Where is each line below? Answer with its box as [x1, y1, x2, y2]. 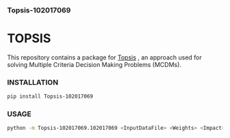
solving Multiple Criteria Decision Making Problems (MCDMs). [7, 60, 181, 68]
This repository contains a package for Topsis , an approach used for [7, 53, 202, 61]
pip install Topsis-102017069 [7, 93, 94, 100]
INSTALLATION [7, 77, 59, 87]
